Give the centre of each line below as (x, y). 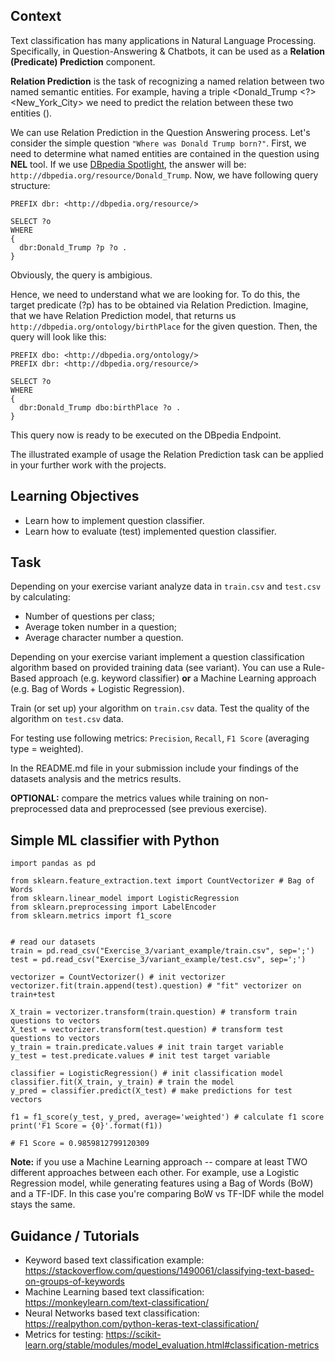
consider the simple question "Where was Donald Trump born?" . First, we (158, 143)
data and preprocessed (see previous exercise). (168, 809)
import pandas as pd (53, 864)
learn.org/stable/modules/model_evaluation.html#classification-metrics (172, 1345)
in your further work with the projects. (88, 465)
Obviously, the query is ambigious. (81, 275)
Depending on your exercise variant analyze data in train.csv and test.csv (166, 586)
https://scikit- (133, 1335)
